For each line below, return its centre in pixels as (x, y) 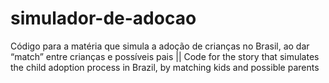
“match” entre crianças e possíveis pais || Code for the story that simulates (165, 56)
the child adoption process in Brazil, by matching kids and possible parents (165, 67)
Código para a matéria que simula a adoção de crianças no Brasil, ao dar (160, 46)
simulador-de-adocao (103, 18)
